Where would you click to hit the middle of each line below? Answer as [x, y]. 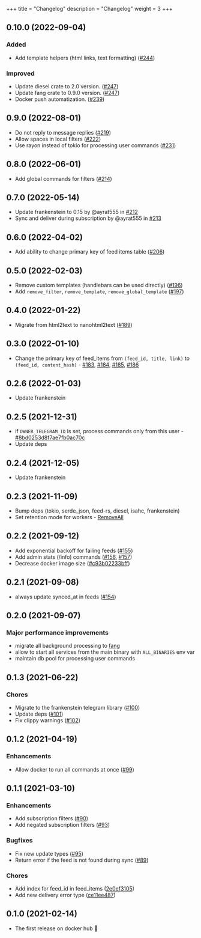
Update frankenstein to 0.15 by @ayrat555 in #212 [76, 212]
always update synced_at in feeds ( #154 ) [65, 597]
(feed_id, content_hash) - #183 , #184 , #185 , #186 [77, 364]
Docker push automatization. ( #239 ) [60, 99]
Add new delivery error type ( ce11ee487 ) [65, 895]
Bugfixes [19, 841]
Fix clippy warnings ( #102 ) [48, 720]
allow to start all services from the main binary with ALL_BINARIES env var [105, 652]
